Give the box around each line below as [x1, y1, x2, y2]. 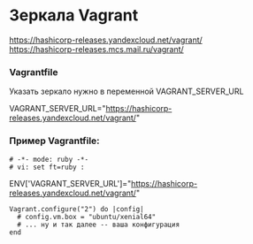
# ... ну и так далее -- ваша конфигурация [17, 220, 180, 229]
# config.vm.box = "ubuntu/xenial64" [17, 212, 157, 221]
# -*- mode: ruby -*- [9, 155, 89, 164]
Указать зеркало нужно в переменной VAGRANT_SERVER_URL [9, 86, 244, 97]
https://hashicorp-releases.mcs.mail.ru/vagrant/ [9, 43, 184, 54]
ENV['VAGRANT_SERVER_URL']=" [9, 178, 132, 188]
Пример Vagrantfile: [9, 134, 100, 147]
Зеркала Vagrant [9, 5, 139, 26]
